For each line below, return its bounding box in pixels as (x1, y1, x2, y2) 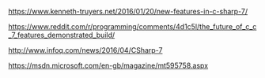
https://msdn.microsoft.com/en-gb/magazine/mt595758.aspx (8, 61, 208, 70)
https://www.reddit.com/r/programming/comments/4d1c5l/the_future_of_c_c (8, 22, 257, 31)
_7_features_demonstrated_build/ (8, 31, 115, 39)
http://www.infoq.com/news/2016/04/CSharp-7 (8, 46, 163, 54)
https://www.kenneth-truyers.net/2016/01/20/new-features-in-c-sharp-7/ (8, 7, 248, 16)
